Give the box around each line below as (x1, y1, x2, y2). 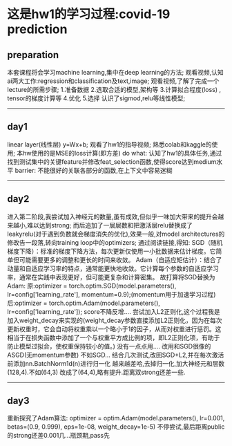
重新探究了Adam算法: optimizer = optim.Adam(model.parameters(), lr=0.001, (7, 414, 225, 422)
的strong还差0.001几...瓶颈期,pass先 (7, 431, 110, 440)
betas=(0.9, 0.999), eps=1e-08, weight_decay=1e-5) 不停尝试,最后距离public (7, 422, 225, 431)
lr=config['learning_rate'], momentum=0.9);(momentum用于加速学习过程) (7, 290, 216, 298)
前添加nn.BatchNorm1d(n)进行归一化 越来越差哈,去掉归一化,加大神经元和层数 (7, 359, 225, 367)
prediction (7, 21, 68, 37)
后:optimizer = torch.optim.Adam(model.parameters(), (7, 299, 161, 307)
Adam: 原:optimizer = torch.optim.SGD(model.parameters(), (7, 281, 177, 290)
